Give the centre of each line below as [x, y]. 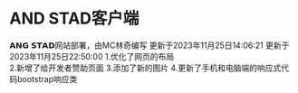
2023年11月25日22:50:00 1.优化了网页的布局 [92, 56]
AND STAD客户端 [74, 19]
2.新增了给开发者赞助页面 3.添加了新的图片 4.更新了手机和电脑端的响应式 [145, 68]
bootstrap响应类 [47, 79]
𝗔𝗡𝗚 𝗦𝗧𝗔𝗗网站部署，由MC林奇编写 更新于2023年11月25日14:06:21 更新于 [149, 45]
